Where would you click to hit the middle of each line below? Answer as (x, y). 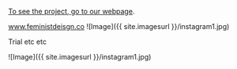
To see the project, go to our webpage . (71, 11)
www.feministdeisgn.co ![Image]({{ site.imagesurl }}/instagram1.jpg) (119, 26)
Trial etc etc (28, 42)
